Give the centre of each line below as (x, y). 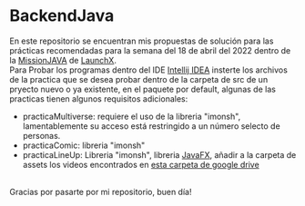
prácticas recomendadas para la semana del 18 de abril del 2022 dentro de (150, 50)
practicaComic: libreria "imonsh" (84, 145)
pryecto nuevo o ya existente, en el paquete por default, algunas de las (142, 89)
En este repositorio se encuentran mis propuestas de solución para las (142, 41)
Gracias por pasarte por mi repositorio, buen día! (101, 191)
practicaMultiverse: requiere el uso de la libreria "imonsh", (132, 116)
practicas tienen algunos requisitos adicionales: (99, 98)
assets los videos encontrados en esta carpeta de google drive (141, 164)
